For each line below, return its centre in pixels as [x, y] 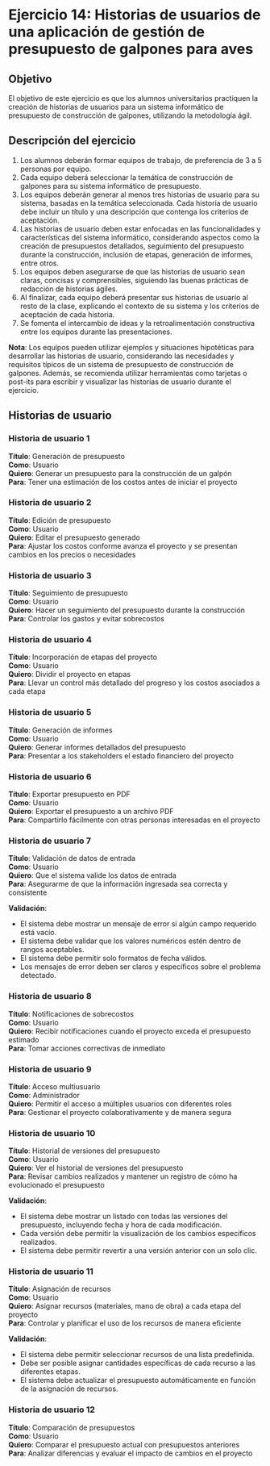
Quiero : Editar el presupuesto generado [75, 537]
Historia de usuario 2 [50, 503]
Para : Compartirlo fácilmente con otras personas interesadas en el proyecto [134, 820]
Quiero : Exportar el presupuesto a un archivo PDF [91, 811]
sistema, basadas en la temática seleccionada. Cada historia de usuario [139, 203]
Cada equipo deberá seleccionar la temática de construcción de [127, 177]
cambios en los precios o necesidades [72, 554]
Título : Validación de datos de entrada [72, 858]
